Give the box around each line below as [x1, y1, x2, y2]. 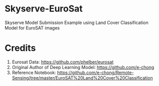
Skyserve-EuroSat [4, 3, 83, 14]
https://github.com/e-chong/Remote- [56, 69, 134, 75]
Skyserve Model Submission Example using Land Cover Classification [4, 19, 148, 25]
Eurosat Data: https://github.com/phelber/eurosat [11, 58, 113, 65]
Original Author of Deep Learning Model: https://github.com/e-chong [11, 64, 154, 70]
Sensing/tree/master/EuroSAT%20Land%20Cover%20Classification [11, 74, 153, 80]
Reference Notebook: [11, 69, 56, 75]
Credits [4, 42, 36, 54]
